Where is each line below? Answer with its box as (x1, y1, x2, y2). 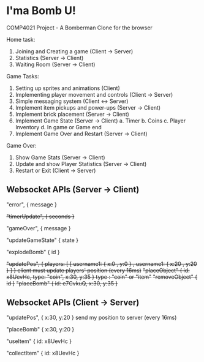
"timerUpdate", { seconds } (6, 213, 75, 220)
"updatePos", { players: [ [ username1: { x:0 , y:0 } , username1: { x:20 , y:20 (6, 260, 197, 267)
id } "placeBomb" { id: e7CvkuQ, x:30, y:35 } (6, 279, 118, 287)
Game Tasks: (6, 72, 40, 80)
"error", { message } (6, 200, 57, 208)
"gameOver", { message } (6, 224, 71, 232)
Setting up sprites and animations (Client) (15, 84, 121, 92)
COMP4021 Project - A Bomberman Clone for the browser (6, 24, 153, 31)
